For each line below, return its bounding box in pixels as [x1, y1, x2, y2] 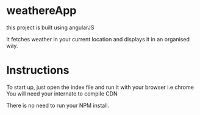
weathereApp [6, 4, 77, 18]
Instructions [6, 63, 70, 77]
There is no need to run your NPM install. [6, 102, 110, 109]
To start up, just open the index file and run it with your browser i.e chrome [6, 83, 194, 91]
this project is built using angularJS [6, 24, 95, 31]
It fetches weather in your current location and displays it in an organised [6, 35, 190, 43]
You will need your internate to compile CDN [6, 89, 118, 97]
